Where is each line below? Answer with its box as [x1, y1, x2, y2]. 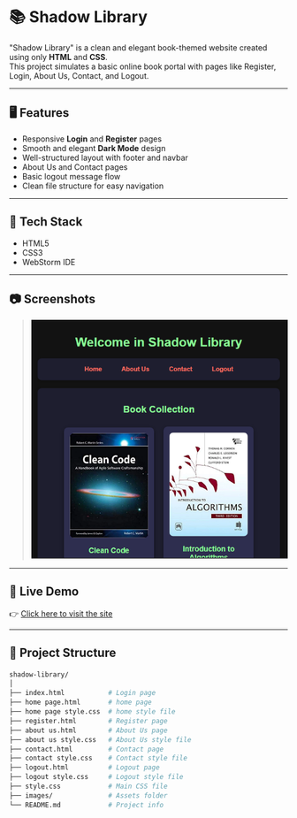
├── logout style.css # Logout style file [9, 773, 184, 782]
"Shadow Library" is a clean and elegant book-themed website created [9, 42, 268, 53]
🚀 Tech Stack [9, 214, 83, 230]
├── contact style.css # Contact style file [9, 753, 188, 763]
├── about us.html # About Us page [9, 726, 168, 735]
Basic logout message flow [21, 171, 121, 181]
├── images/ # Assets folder [9, 791, 168, 800]
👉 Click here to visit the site [9, 608, 113, 619]
